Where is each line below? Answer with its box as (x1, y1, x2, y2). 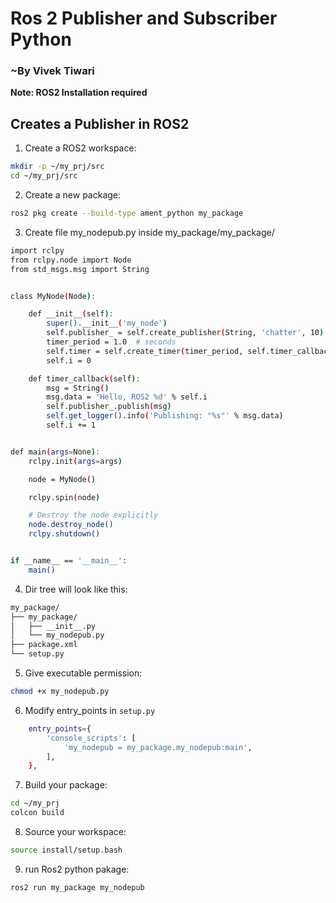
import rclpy (10, 245, 65, 256)
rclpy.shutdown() (28, 529, 101, 539)
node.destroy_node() (28, 520, 114, 530)
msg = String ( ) (46, 383, 110, 393)
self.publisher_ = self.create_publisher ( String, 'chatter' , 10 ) (46, 328, 325, 338)
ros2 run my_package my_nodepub (10, 882, 145, 892)
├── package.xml (10, 640, 78, 650)
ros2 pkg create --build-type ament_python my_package (10, 208, 244, 219)
